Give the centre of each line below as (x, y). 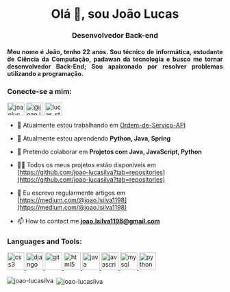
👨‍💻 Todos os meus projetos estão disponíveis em (86, 165)
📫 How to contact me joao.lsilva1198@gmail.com (88, 221)
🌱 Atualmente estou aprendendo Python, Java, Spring (94, 138)
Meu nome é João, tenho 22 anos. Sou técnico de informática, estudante (115, 51)
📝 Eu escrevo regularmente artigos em (71, 193)
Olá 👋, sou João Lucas (115, 14)
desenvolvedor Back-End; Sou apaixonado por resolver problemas (115, 66)
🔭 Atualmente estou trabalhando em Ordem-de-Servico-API (101, 125)
